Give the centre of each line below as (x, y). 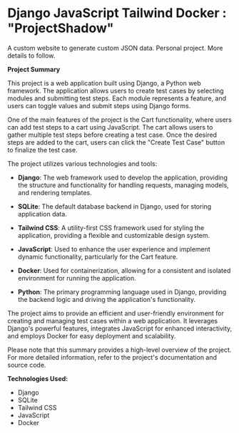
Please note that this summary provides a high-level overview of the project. (119, 350)
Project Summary (34, 69)
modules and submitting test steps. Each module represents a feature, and (117, 98)
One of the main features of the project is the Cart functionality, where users (119, 120)
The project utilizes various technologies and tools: (82, 163)
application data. (42, 214)
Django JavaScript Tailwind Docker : (117, 13)
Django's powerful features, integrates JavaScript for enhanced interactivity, (120, 328)
